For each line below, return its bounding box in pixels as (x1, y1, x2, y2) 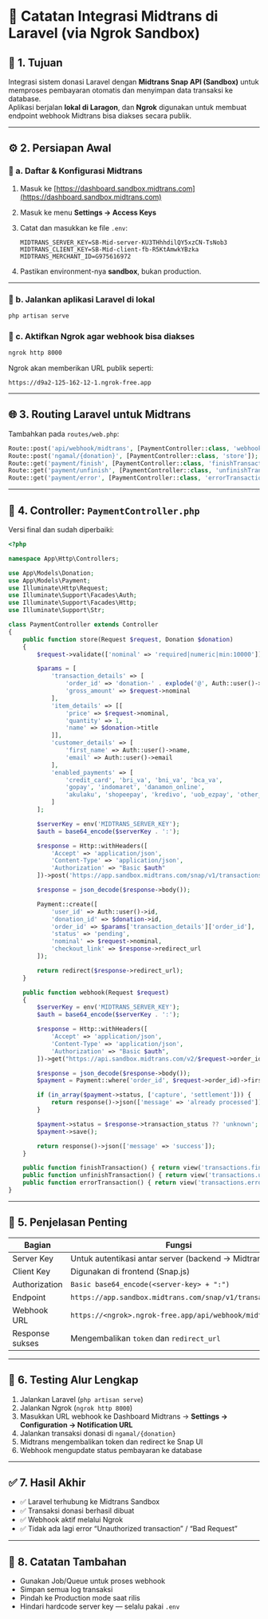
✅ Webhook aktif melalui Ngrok (19, 1515, 124, 1525)
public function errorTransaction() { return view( (22, 1179, 198, 1187)
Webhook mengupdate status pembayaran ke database (19, 1445, 203, 1455)
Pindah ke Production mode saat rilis (19, 1593, 141, 1603)
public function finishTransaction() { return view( (22, 1164, 202, 1172)
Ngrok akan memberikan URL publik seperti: (8, 363, 154, 373)
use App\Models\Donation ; (8, 569, 94, 577)
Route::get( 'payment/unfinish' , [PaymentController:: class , (8, 467, 213, 475)
